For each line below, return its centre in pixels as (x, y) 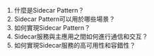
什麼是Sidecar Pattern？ (49, 10)
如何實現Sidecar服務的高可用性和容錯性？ (75, 45)
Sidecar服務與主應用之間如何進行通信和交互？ (81, 36)
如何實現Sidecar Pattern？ (52, 28)
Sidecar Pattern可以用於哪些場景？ (64, 19)
